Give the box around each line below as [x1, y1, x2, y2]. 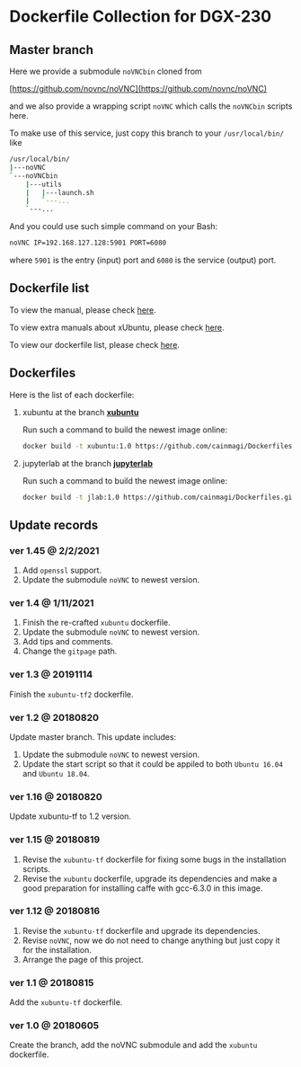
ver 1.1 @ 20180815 [9, 976, 94, 989]
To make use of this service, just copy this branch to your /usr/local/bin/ [9, 128, 285, 138]
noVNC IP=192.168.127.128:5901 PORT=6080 [9, 238, 167, 248]
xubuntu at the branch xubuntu [22, 406, 139, 417]
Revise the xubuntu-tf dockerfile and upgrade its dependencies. [22, 925, 261, 936]
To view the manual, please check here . [9, 304, 157, 316]
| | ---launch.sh [25, 188, 94, 197]
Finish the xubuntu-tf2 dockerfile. [9, 689, 134, 699]
